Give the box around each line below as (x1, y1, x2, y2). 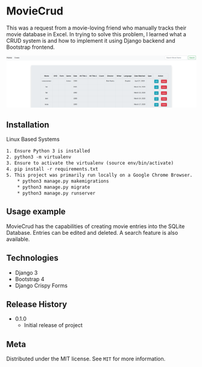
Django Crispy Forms (14, 282, 68, 289)
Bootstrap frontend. (6, 43, 55, 51)
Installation (6, 120, 49, 130)
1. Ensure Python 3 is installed (6, 148, 90, 155)
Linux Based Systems (6, 136, 60, 143)
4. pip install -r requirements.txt (6, 166, 98, 173)
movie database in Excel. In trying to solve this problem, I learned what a (6, 30, 187, 37)
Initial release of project (24, 322, 83, 329)
